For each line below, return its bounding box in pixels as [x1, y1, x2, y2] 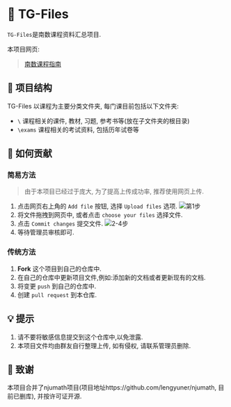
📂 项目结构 [7, 82, 52, 94]
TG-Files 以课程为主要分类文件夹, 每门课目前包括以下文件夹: [7, 102, 180, 110]
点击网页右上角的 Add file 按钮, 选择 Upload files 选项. [17, 202, 177, 211]
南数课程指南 [24, 59, 61, 68]
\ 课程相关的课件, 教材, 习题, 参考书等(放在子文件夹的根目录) [17, 116, 190, 125]
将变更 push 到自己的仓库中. [17, 282, 97, 290]
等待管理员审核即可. [17, 228, 74, 237]
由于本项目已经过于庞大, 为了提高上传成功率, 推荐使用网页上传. [24, 187, 204, 195]
